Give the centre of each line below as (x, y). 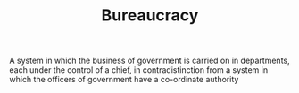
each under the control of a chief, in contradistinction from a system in (139, 70)
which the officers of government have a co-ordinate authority (124, 80)
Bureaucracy (150, 15)
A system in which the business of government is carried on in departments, (149, 61)
